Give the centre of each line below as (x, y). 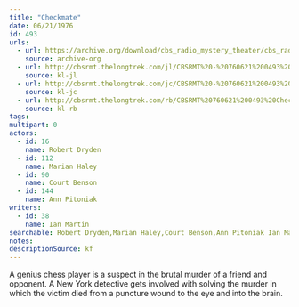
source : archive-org (63, 59)
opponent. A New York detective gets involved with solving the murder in (143, 284)
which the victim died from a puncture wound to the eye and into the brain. (146, 294)
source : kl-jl (51, 76)
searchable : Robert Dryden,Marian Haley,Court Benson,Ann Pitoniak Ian (145, 232)
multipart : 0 (33, 125)
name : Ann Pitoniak (61, 200)
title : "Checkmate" (45, 17)
